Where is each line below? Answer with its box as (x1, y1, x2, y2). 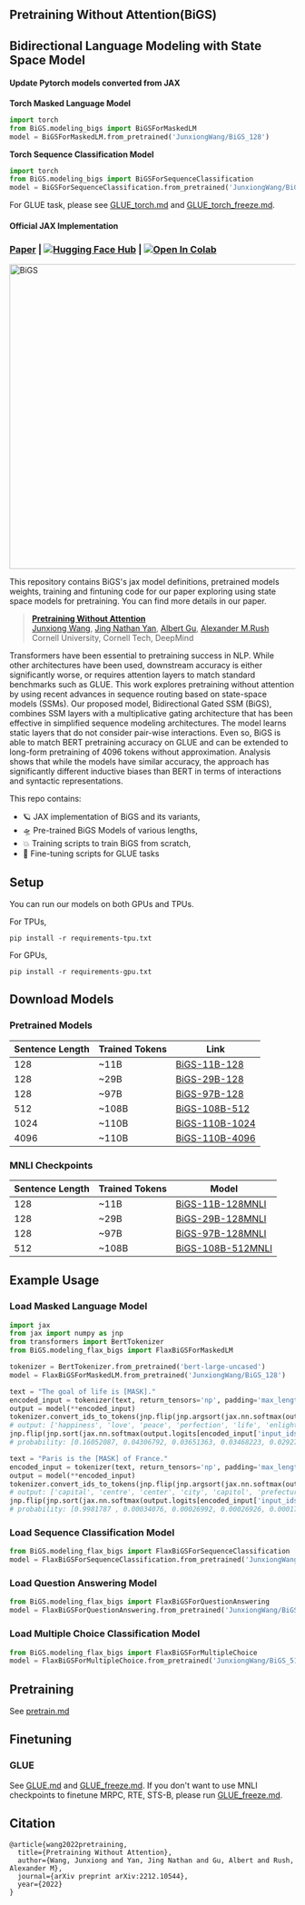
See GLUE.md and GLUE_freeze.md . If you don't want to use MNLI (9, 1780, 258, 1791)
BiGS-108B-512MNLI (175, 1241, 272, 1254)
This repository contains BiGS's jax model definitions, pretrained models (9, 577, 280, 587)
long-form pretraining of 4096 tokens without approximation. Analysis (9, 746, 271, 757)
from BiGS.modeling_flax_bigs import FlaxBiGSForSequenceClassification (9, 1547, 290, 1556)
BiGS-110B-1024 (175, 1117, 256, 1130)
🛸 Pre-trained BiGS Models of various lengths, (22, 825, 198, 836)
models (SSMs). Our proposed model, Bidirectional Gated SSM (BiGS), (9, 698, 272, 709)
